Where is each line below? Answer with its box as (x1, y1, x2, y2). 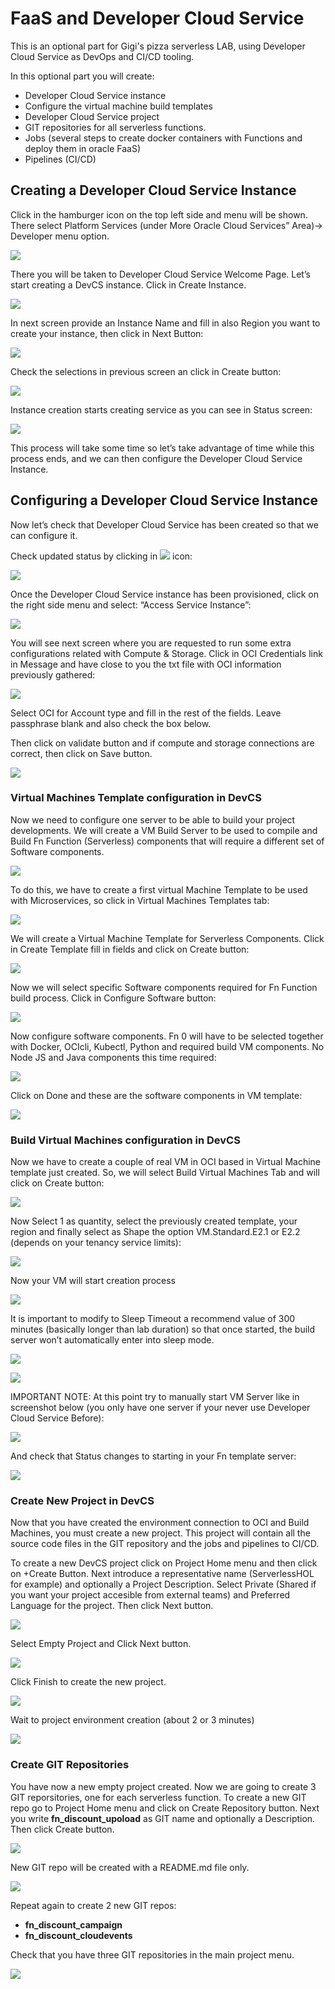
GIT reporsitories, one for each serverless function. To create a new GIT (10, 1791, 307, 1803)
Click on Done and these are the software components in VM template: (10, 1089, 303, 1101)
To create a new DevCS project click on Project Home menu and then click (10, 1557, 318, 1569)
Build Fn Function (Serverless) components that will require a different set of (10, 835, 325, 847)
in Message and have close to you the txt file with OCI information (10, 658, 282, 670)
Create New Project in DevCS (10, 1494, 155, 1508)
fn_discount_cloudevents (24, 1929, 133, 1941)
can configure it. (10, 529, 78, 541)
